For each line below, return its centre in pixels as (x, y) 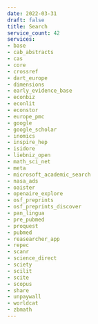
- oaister (21, 188)
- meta (17, 168)
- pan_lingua (26, 213)
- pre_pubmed (26, 219)
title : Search (28, 26)
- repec (18, 245)
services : (21, 39)
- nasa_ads (23, 181)
